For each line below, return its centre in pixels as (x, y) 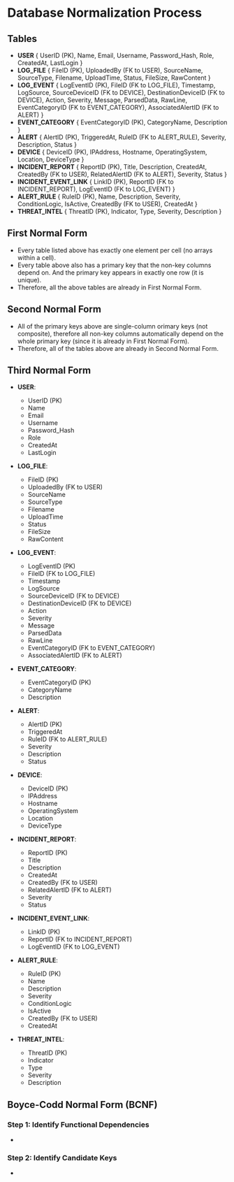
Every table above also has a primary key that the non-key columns (114, 265)
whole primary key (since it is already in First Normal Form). (103, 341)
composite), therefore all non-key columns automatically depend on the (120, 333)
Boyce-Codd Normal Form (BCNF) (82, 1105)
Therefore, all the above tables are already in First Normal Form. (109, 287)
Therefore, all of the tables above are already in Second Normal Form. (118, 348)
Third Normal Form (49, 371)
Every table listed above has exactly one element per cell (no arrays (115, 250)
